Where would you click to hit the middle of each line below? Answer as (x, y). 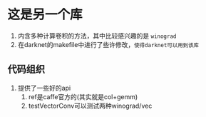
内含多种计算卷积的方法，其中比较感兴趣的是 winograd (97, 36)
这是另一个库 (45, 15)
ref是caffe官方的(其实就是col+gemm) (83, 96)
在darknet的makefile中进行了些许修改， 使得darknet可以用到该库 (108, 44)
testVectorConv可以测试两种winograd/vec (90, 106)
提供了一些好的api (44, 88)
